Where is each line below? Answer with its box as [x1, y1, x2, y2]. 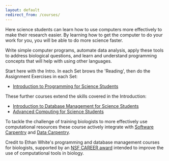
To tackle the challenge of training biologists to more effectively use [5, 118, 148, 124]
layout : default [5, 7, 40, 13]
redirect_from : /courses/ [5, 12, 60, 17]
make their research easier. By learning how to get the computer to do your [5, 32, 163, 38]
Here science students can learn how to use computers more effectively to [5, 26, 162, 32]
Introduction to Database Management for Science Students [12, 103, 139, 109]
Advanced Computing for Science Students [12, 108, 104, 114]
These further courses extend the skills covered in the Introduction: [5, 93, 147, 99]
